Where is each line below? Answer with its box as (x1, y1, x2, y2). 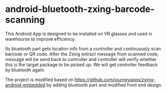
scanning (5, 14, 45, 25)
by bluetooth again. (5, 66, 45, 73)
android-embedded (5, 81, 46, 88)
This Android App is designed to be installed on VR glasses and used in (5, 30, 152, 36)
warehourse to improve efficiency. (5, 36, 76, 42)
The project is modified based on (5, 76, 74, 82)
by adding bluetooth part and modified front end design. (46, 81, 163, 88)
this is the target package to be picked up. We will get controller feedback (5, 61, 158, 67)
